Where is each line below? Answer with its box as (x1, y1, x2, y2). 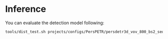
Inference (5, 3, 46, 15)
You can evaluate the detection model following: (5, 20, 104, 26)
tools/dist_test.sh (5, 29, 46, 34)
